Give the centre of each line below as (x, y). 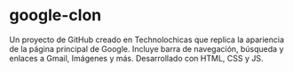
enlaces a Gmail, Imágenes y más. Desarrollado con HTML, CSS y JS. (136, 58)
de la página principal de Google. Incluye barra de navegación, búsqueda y (146, 48)
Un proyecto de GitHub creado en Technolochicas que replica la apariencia (147, 40)
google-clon (55, 15)
